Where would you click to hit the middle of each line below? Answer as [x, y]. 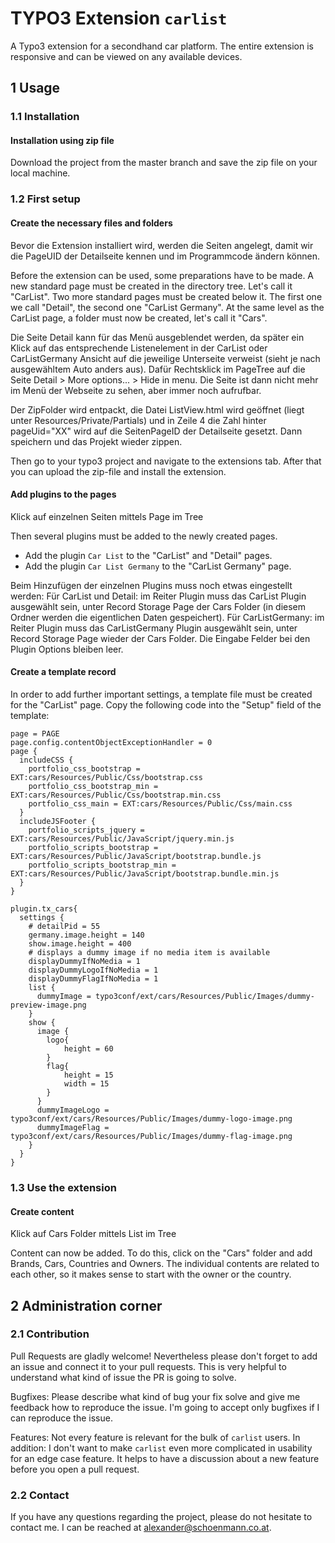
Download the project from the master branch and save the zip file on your [164, 163]
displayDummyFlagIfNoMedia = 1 [93, 978]
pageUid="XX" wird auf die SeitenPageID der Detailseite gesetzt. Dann [156, 431]
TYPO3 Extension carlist [119, 18]
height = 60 [88, 1048]
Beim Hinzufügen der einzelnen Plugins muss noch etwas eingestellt [151, 585]
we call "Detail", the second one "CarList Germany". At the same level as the [167, 307]
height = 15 [88, 1075]
